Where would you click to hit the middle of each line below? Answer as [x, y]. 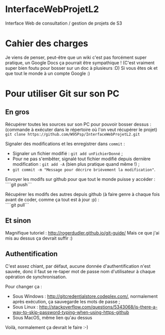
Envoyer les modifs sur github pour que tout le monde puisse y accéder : [80, 179]
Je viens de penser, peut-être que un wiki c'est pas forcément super [76, 57]
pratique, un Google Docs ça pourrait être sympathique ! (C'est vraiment [80, 63]
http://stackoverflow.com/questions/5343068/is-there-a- [99, 307]
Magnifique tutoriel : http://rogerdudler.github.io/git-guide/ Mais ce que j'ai [82, 233]
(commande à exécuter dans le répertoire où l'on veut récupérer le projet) [81, 130]
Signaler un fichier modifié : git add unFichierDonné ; [67, 153]
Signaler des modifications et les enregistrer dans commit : [65, 144]
